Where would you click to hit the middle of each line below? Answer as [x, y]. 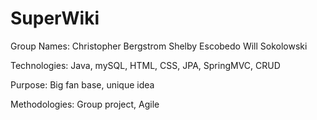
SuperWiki [55, 18]
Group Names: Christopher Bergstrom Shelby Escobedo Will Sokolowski [159, 46]
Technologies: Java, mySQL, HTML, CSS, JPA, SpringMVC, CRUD [145, 65]
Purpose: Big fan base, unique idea [82, 84]
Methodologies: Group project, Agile [85, 104]
